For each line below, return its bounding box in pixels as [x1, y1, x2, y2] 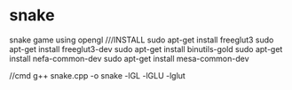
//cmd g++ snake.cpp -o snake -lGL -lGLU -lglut [9, 70, 186, 80]
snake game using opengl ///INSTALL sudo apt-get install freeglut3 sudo [9, 34, 274, 45]
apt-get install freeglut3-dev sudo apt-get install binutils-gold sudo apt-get [9, 43, 283, 54]
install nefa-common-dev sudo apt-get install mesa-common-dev [9, 53, 250, 64]
